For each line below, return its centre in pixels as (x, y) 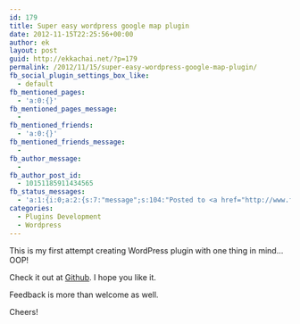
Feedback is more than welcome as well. (84, 295)
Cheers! (24, 312)
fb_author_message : (46, 158)
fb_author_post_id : (46, 175)
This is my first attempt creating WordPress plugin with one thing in (133, 250)
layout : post (33, 51)
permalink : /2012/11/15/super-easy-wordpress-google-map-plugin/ (133, 68)
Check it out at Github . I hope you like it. (83, 277)
